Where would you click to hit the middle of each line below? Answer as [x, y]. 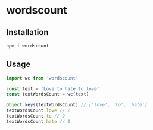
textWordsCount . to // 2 [36, 116]
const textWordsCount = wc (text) [48, 94]
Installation [27, 32]
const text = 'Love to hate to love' [53, 89]
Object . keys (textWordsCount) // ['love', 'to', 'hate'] [77, 105]
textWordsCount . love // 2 [38, 110]
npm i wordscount [28, 46]
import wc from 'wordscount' [42, 78]
